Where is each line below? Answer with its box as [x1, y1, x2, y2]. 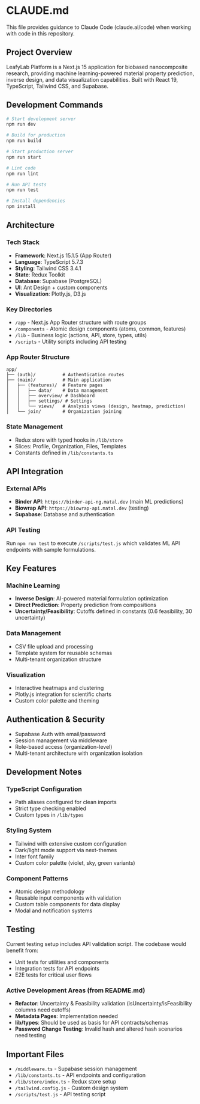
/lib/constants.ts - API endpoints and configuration [14, 1071, 146, 1079]
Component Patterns [6, 874, 68, 882]
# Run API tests [6, 181, 47, 188]
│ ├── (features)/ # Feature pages [6, 382, 103, 388]
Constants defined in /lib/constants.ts [14, 449, 114, 456]
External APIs [6, 484, 47, 493]
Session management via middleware [14, 737, 108, 744]
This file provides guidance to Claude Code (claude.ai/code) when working [6, 23, 192, 31]
